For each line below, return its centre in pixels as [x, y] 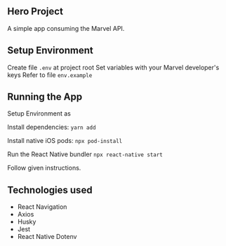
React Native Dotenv [47, 237]
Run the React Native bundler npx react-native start [85, 154]
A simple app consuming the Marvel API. [66, 28]
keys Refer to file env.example [50, 75]
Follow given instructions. [44, 168]
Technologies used [50, 190]
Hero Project [35, 12]
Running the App [45, 97]
